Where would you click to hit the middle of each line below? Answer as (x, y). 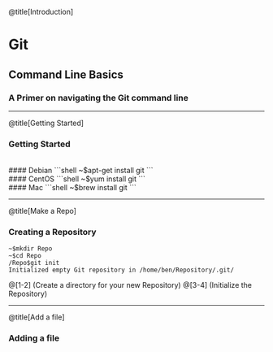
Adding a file (34, 338)
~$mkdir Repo (30, 249)
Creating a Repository (52, 232)
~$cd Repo (25, 256)
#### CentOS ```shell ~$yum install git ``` (77, 179)
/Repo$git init (34, 263)
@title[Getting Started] (46, 123)
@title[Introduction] (41, 12)
